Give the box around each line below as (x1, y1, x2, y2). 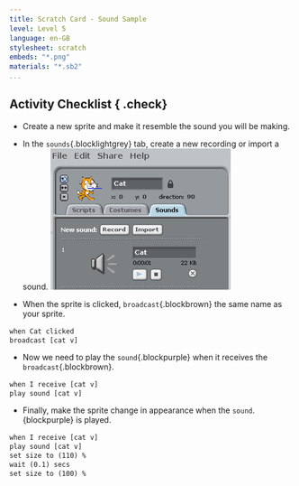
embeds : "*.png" (9, 52, 70, 62)
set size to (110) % (9, 451, 87, 460)
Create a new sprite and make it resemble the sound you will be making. (22, 120, 290, 131)
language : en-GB (9, 33, 70, 42)
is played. (76, 414, 112, 425)
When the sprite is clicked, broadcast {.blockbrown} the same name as (22, 298, 283, 309)
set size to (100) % (9, 469, 87, 478)
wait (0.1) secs (9, 460, 70, 469)
